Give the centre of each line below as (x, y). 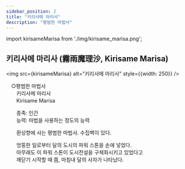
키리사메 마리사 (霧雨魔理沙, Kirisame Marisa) (87, 59)
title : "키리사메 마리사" (33, 17)
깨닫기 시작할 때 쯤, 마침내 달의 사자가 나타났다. (70, 160)
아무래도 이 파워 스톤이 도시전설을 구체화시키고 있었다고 (80, 153)
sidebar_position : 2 (31, 11)
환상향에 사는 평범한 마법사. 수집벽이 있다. (64, 133)
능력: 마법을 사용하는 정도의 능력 (53, 121)
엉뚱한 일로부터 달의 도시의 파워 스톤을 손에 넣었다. (74, 145)
